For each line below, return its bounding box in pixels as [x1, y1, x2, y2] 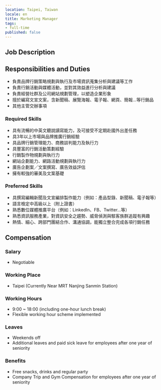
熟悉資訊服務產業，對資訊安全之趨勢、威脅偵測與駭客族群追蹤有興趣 [12, 213, 150, 219]
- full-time [5, 26, 29, 30]
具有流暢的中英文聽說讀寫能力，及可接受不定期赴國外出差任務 [12, 127, 137, 133]
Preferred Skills [5, 182, 43, 189]
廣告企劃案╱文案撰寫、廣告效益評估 [12, 164, 86, 170]
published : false [5, 30, 41, 35]
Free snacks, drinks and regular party [12, 368, 88, 374]
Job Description [5, 48, 55, 56]
